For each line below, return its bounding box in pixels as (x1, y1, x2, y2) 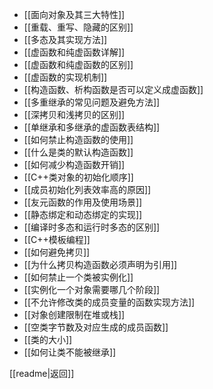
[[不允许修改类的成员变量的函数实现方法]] (23, 296, 196, 308)
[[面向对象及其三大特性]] (23, 9, 126, 20)
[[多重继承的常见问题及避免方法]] (23, 96, 161, 108)
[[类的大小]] (23, 334, 73, 345)
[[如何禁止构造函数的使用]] (23, 134, 134, 145)
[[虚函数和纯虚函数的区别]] (23, 59, 134, 70)
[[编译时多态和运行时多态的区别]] (23, 221, 161, 233)
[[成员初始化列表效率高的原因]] (23, 184, 152, 195)
